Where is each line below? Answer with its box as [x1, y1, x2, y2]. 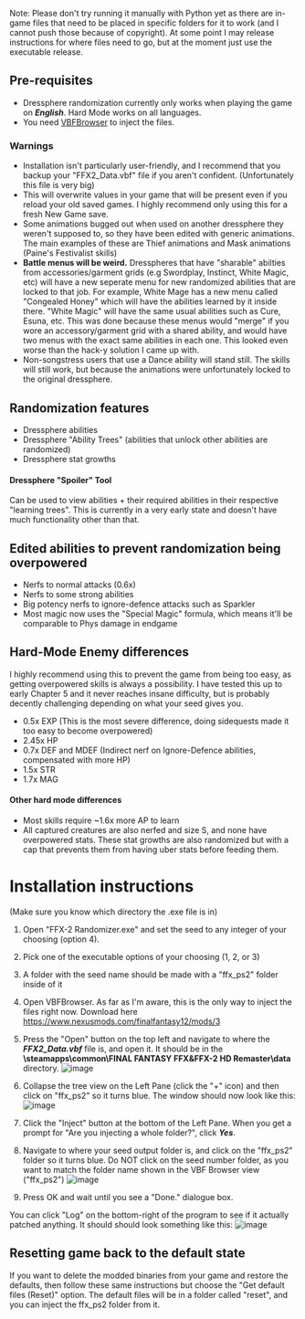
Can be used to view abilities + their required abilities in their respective [9, 495, 279, 506]
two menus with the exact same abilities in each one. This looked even [22, 335, 289, 346]
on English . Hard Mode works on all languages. [22, 107, 202, 118]
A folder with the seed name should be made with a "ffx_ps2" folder [22, 968, 279, 980]
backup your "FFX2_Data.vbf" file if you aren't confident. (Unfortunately [22, 170, 294, 181]
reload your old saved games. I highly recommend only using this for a [22, 199, 288, 210]
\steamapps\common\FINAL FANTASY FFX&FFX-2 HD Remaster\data [22, 1052, 291, 1063]
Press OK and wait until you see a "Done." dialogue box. [22, 1191, 234, 1202]
